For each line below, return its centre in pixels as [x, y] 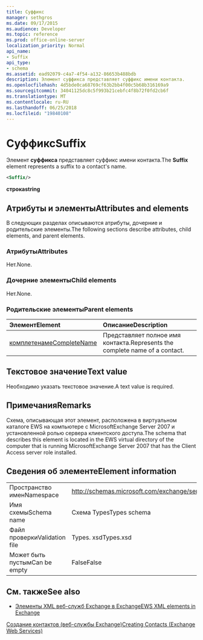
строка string [23, 189]
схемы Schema [31, 513]
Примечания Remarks [49, 406]
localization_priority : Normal [46, 46]
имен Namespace [34, 495]
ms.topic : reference [32, 35]
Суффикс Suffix [46, 143]
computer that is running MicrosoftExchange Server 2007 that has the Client [101, 445]
